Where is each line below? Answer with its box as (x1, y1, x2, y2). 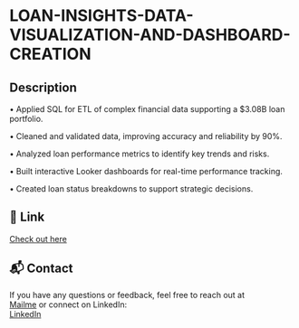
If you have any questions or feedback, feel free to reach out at (9, 289, 246, 300)
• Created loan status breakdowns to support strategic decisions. (9, 183, 254, 194)
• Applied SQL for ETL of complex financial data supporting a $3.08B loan (9, 104, 285, 114)
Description (9, 80, 77, 95)
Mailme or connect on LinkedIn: (9, 299, 128, 310)
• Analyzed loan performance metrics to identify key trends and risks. (9, 148, 270, 159)
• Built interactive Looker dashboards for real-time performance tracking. (9, 166, 284, 176)
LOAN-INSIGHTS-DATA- (9, 5, 194, 26)
